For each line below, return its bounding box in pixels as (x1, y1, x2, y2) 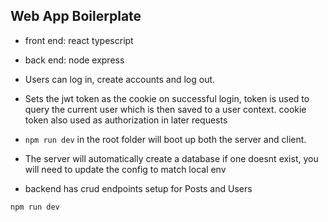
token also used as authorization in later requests (24, 114, 228, 126)
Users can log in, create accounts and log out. (24, 73, 216, 85)
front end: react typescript (24, 34, 134, 46)
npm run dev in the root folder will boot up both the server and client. (24, 133, 307, 145)
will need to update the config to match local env (24, 163, 227, 175)
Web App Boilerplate (10, 8, 142, 25)
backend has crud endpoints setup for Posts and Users (24, 182, 253, 194)
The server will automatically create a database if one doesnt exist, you (24, 152, 319, 164)
